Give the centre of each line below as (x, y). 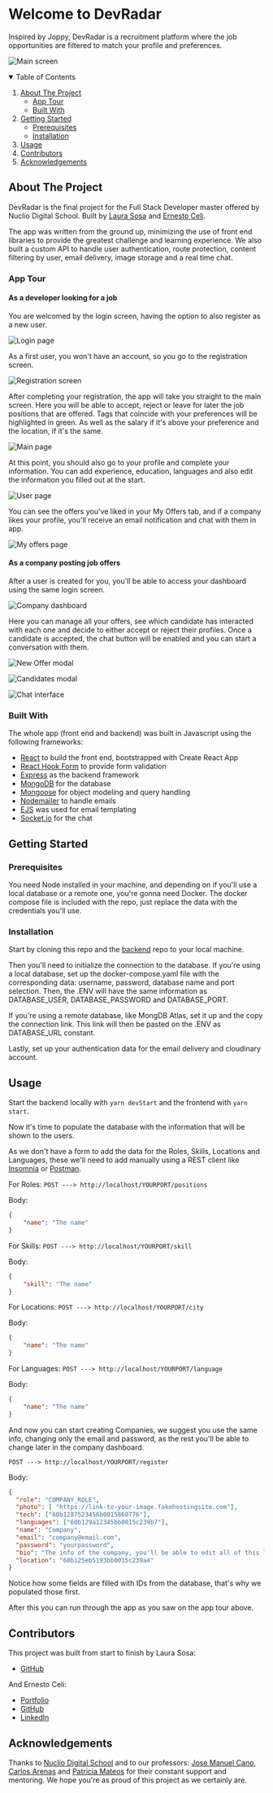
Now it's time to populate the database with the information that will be (127, 1127)
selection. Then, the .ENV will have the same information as (108, 991)
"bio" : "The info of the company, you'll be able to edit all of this (138, 1552)
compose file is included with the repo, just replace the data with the (123, 902)
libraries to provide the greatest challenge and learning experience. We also (135, 240)
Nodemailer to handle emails (68, 801)
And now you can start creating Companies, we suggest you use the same (133, 1430)
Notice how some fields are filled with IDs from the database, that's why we (135, 1583)
